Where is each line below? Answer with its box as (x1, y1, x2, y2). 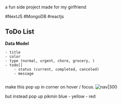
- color (5, 54, 21, 59)
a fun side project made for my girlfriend (5, 4, 86, 10)
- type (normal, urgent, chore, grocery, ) (5, 58, 95, 63)
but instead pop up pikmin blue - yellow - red (5, 93, 96, 99)
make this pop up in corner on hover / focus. (5, 84, 95, 89)
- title (5, 50, 21, 55)
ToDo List (5, 28, 35, 36)
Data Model (5, 40, 29, 46)
